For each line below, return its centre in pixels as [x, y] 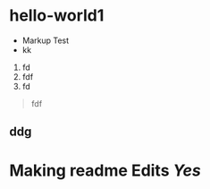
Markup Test [46, 40]
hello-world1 [57, 16]
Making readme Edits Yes [105, 170]
